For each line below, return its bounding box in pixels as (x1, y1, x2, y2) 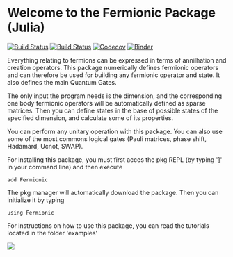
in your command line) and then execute (7, 163, 123, 171)
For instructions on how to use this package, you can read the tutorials (7, 221, 210, 230)
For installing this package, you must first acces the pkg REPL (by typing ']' (7, 155, 223, 164)
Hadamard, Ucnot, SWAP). (7, 142, 83, 150)
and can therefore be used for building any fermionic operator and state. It (7, 71, 220, 79)
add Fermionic (7, 176, 49, 183)
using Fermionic (7, 209, 54, 216)
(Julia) (7, 19, 45, 35)
